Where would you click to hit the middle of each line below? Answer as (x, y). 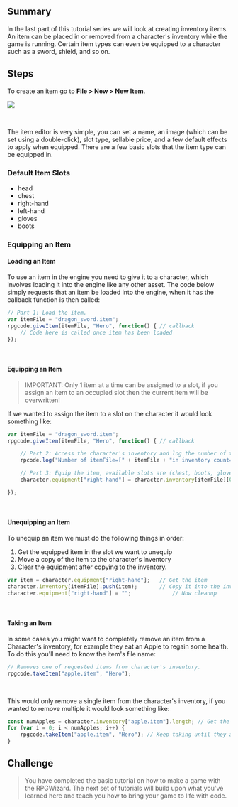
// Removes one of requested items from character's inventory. (104, 667)
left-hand (31, 211)
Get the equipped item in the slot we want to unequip (95, 552)
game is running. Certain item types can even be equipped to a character (114, 44)
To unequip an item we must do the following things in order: (96, 538)
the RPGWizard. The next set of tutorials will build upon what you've (124, 788)
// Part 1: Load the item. (47, 313)
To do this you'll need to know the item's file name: (81, 654)
